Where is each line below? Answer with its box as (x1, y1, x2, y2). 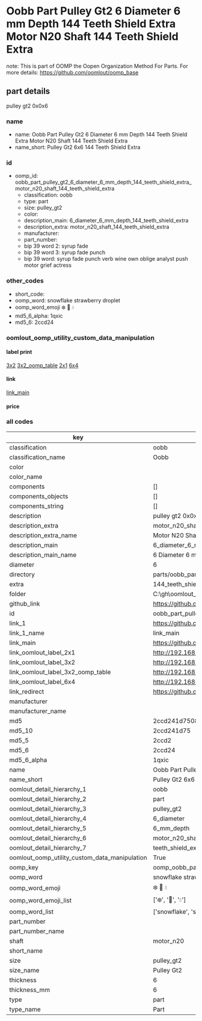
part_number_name (9, 927, 64, 935)
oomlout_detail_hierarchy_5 (9, 824, 87, 832)
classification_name (9, 453, 66, 461)
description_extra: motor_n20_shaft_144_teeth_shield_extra (23, 224, 170, 231)
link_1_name (9, 629, 45, 637)
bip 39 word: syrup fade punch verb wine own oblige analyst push (23, 255, 188, 263)
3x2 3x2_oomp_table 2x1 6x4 (6, 362, 79, 369)
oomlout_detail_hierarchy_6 (9, 834, 87, 842)
